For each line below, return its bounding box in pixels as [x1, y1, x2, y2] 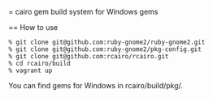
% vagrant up [8, 66, 53, 75]
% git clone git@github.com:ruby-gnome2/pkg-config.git [8, 45, 202, 53]
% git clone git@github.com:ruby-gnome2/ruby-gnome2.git [8, 38, 206, 46]
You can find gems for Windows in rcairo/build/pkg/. [8, 81, 184, 90]
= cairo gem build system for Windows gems [8, 7, 159, 16]
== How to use [8, 23, 59, 32]
